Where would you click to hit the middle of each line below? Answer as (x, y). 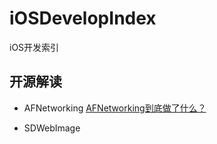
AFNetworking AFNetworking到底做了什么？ (115, 108)
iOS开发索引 (34, 47)
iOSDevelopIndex (83, 18)
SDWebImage (52, 128)
